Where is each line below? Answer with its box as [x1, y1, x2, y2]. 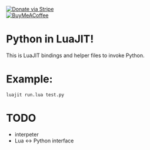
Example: [6, 72, 53, 86]
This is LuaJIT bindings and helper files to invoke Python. [6, 52, 145, 59]
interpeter [14, 131, 39, 138]
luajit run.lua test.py [6, 92, 65, 98]
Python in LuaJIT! [6, 32, 94, 46]
